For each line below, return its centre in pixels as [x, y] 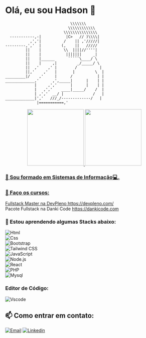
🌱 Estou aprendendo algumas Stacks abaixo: [61, 222]
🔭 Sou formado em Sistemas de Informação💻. [62, 177]
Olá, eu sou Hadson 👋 [51, 10]
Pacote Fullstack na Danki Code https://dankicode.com [62, 209]
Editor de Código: [27, 288]
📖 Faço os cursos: [27, 193]
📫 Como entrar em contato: [50, 316]
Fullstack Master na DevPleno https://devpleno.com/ [59, 204]
